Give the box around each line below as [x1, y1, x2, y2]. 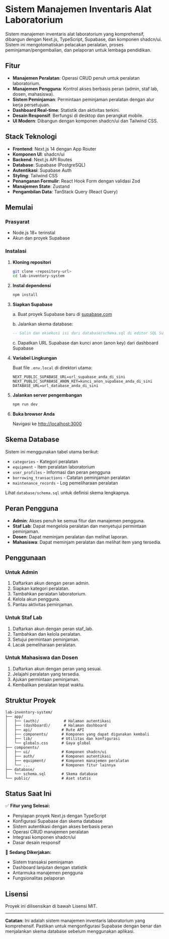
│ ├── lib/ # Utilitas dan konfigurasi [5, 736, 121, 741]
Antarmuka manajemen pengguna [12, 870, 83, 876]
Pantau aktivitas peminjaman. [12, 601, 74, 608]
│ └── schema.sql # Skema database [5, 771, 98, 776]
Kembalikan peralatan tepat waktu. [12, 682, 84, 688]
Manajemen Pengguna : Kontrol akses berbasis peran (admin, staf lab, [12, 86, 158, 92]
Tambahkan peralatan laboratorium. [12, 591, 87, 597]
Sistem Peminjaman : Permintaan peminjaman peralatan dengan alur [12, 96, 154, 102]
